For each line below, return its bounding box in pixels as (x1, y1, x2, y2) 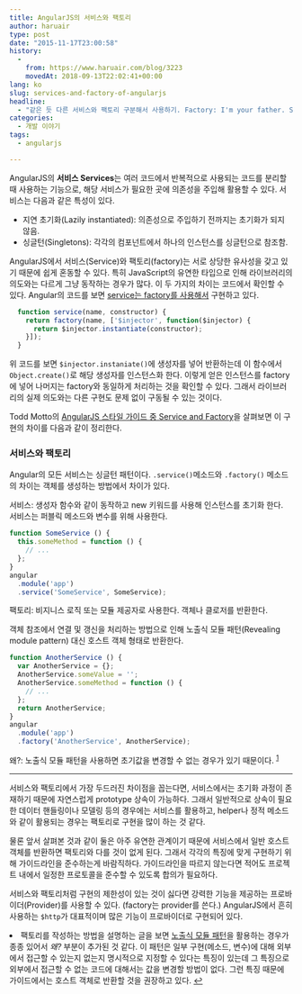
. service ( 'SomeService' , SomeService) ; (17, 587, 167, 597)
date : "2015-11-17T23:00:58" (9, 38, 119, 48)
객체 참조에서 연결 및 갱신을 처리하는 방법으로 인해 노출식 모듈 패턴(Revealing (9, 624, 281, 635)
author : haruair (9, 22, 70, 31)
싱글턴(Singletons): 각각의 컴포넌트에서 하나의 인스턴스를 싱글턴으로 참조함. (22, 236, 289, 248)
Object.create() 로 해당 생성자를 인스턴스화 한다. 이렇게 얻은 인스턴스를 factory (9, 370, 290, 381)
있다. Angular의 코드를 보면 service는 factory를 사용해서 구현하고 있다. (9, 289, 259, 300)
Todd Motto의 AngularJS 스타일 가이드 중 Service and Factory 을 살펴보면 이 (9, 411, 281, 422)
